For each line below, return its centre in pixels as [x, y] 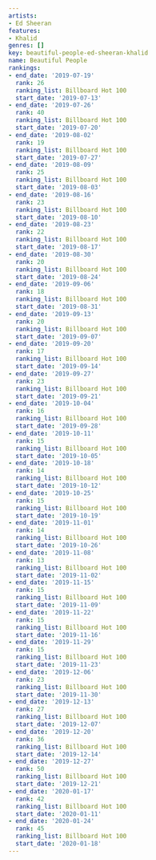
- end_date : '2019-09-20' [51, 344]
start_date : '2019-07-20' [59, 128]
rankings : [25, 68]
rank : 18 [30, 292]
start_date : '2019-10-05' [59, 456]
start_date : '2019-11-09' [59, 605]
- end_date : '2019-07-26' [51, 105]
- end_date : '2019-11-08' [51, 553]
